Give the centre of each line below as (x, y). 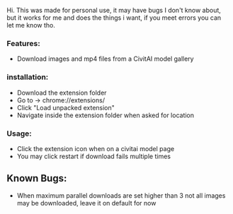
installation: (28, 77)
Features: (23, 43)
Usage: (19, 133)
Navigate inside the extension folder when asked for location (106, 115)
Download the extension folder (62, 93)
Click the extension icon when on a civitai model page (96, 148)
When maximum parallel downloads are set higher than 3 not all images (121, 195)
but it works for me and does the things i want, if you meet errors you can (114, 18)
